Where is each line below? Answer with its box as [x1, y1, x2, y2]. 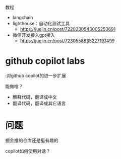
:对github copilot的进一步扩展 [5, 72, 67, 78]
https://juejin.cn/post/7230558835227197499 [20, 38, 115, 44]
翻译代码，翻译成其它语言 [12, 100, 66, 106]
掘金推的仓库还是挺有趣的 [5, 137, 58, 143]
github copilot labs [5, 55, 85, 67]
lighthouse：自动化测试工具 [12, 21, 70, 26]
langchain [12, 15, 33, 20]
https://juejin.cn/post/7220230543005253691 [20, 26, 116, 32]
